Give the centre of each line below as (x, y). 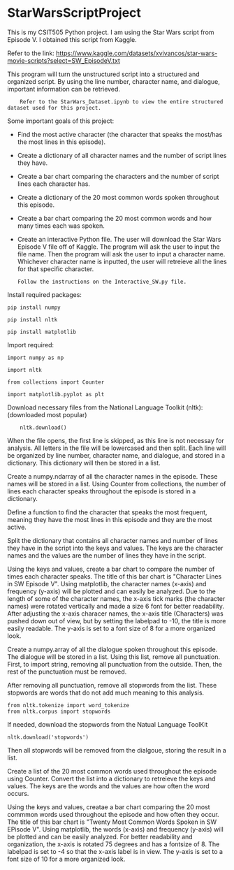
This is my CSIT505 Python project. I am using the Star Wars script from (111, 32)
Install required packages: (45, 294)
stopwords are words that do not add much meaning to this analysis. (106, 693)
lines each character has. (54, 184)
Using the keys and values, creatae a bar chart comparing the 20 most (109, 807)
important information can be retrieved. (64, 89)
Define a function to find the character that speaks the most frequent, (107, 512)
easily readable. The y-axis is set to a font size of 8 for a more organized (111, 628)
